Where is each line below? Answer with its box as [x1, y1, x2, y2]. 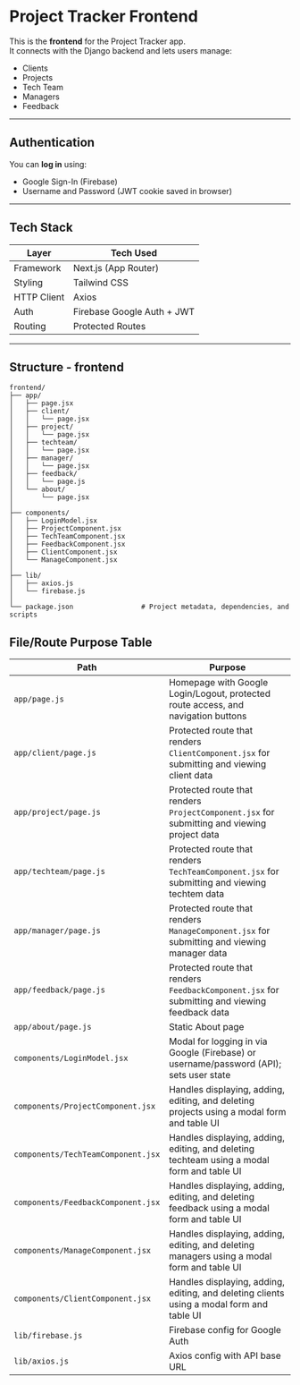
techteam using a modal [168, 1154, 270, 1167]
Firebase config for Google [168, 1324, 281, 1337]
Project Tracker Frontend [9, 6, 198, 27]
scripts [9, 610, 38, 619]
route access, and [168, 699, 244, 711]
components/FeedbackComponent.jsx [13, 1197, 161, 1208]
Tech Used [110, 246, 158, 259]
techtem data [168, 888, 225, 900]
